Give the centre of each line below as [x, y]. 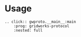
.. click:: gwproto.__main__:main [40, 22]
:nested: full [28, 30]
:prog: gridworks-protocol [41, 26]
